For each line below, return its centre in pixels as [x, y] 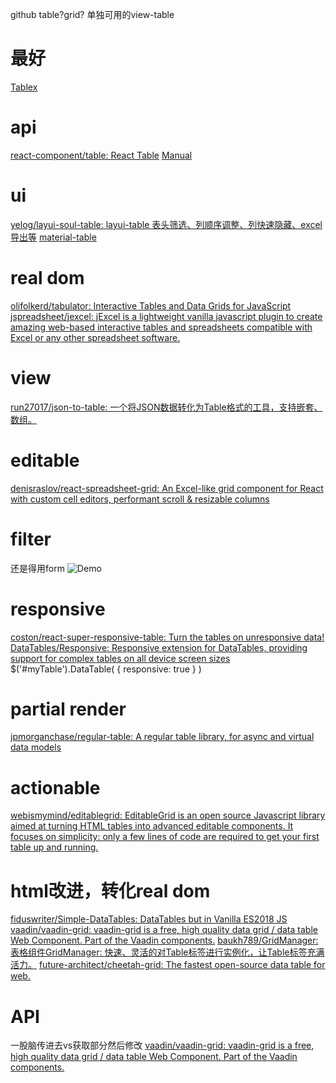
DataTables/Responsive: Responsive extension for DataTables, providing [159, 647]
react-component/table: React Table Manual [101, 155]
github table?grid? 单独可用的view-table [92, 14]
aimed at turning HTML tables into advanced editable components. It [152, 826]
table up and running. [54, 847]
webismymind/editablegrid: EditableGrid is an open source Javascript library [168, 815]
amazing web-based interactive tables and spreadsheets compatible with [161, 327]
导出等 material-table [53, 237]
